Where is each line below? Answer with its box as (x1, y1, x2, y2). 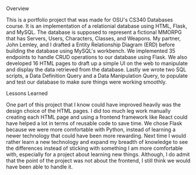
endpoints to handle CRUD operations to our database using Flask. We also (6, 54, 187, 60)
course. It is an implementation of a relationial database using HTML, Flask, (6, 23, 187, 29)
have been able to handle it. (6, 163, 73, 170)
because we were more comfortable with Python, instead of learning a (6, 126, 176, 133)
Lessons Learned (6, 90, 48, 97)
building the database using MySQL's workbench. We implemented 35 (6, 47, 176, 54)
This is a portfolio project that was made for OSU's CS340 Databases (6, 16, 173, 23)
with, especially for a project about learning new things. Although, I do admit (6, 151, 190, 157)
